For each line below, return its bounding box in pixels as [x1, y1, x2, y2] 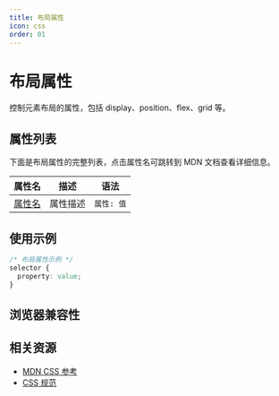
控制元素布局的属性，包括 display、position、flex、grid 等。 [9, 102, 231, 113]
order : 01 [9, 30, 46, 39]
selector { [9, 263, 50, 272]
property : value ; [17, 271, 82, 280]
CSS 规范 [21, 377, 56, 388]
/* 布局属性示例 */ [9, 254, 74, 264]
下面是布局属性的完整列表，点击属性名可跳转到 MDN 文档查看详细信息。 [9, 157, 275, 168]
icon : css [9, 22, 46, 30]
